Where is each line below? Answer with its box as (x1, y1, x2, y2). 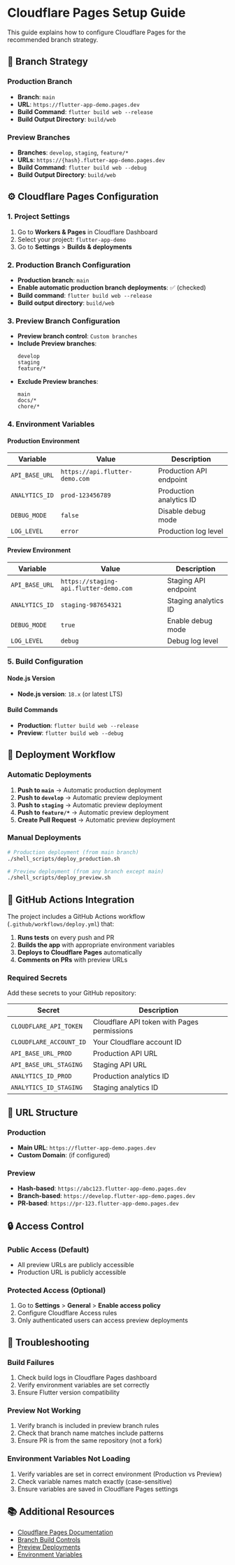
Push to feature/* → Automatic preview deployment (17, 808, 169, 816)
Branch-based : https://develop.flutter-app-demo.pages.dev (17, 1192, 196, 1200)
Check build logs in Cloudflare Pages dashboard (17, 1373, 157, 1382)
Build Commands (7, 706, 58, 714)
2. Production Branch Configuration (7, 260, 131, 270)
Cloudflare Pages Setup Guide (7, 5, 186, 21)
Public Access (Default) (7, 1245, 90, 1255)
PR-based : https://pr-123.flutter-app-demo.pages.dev (17, 1199, 180, 1208)
